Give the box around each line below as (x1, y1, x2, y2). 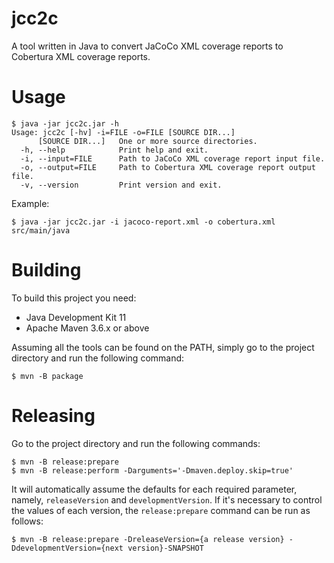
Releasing (11, 405, 96, 427)
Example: (11, 197, 50, 209)
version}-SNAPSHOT (127, 543, 204, 553)
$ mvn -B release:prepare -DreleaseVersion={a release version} (11, 534, 285, 544)
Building (11, 259, 82, 282)
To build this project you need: (11, 292, 137, 304)
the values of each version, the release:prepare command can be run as (11, 504, 311, 516)
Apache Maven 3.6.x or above (25, 322, 150, 334)
